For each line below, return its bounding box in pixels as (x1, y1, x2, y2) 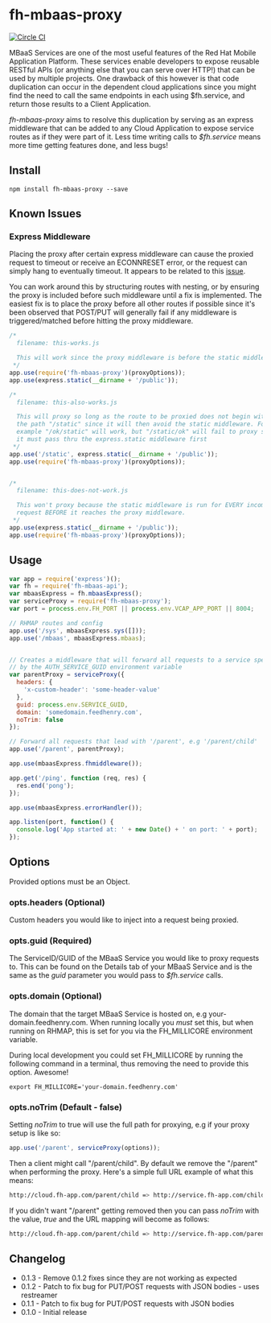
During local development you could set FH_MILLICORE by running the (9, 1050, 244, 1060)
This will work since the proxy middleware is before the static (16, 354, 240, 362)
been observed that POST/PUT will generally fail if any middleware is (9, 307, 237, 317)
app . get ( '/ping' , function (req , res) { (9, 774, 147, 782)
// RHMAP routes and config (9, 619, 104, 627)
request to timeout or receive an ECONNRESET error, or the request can (9, 258, 248, 267)
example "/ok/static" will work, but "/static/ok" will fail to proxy (16, 428, 258, 436)
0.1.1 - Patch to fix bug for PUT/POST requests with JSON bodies (20, 1299, 235, 1309)
